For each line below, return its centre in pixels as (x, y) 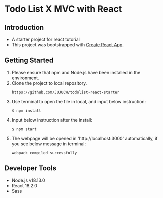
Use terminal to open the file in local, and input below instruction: (79, 101)
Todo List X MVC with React (63, 9)
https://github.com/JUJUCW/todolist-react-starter (66, 92)
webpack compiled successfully (44, 153)
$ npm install (26, 111)
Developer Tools (31, 168)
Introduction (24, 28)
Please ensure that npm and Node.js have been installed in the (76, 72)
